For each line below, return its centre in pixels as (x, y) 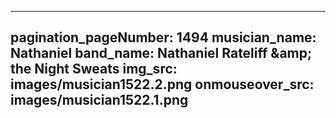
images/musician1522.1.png (99, 100)
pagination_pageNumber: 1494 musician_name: (163, 37)
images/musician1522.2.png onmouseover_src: (162, 84)
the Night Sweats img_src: (94, 69)
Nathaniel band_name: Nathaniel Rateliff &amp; (161, 53)
